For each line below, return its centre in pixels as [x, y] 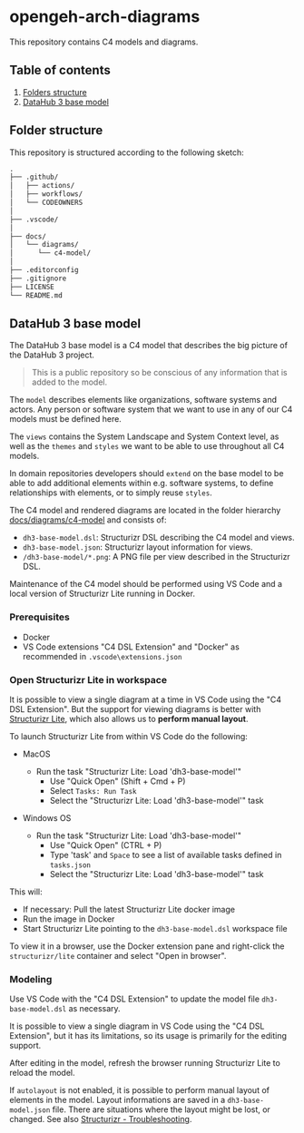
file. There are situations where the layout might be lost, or [161, 1109]
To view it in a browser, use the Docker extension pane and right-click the [147, 946]
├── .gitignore [38, 278]
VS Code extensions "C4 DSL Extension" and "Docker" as [131, 647]
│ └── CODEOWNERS [46, 203]
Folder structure [56, 130]
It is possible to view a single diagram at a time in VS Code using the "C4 [145, 699]
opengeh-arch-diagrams [105, 17]
